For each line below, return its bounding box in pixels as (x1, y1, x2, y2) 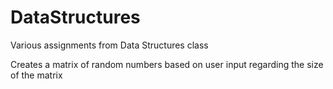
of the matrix (10, 69, 63, 81)
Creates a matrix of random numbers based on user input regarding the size (10, 58, 324, 70)
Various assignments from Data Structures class (10, 39, 209, 51)
